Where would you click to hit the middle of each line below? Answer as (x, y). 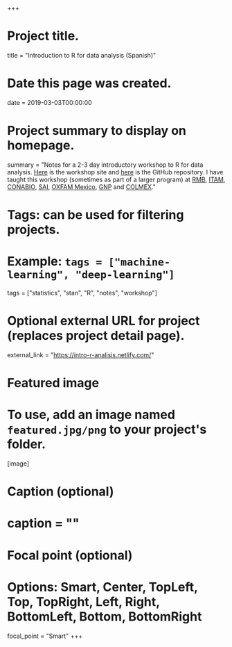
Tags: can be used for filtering (96, 215)
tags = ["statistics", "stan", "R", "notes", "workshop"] (82, 293)
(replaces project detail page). (96, 336)
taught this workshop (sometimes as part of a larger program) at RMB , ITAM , (116, 179)
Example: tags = (55, 262)
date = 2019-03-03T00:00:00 (50, 102)
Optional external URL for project (104, 321)
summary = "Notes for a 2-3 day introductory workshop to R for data (105, 165)
